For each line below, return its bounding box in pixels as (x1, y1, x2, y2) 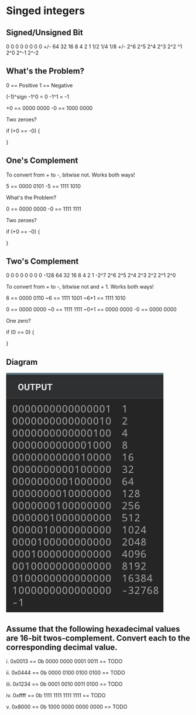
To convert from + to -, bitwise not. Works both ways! (6, 171, 136, 178)
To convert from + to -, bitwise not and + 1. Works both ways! (6, 283, 154, 290)
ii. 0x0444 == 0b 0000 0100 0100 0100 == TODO (6, 669, 126, 676)
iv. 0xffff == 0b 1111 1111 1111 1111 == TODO (6, 692, 106, 699)
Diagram (6, 357, 38, 367)
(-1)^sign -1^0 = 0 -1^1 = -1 (6, 93, 69, 100)
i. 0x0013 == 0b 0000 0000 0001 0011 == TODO (6, 658, 123, 665)
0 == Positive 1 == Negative (6, 82, 73, 89)
